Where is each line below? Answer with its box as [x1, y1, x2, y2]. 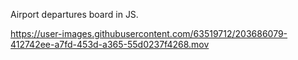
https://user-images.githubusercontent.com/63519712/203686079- [10, 28, 288, 39]
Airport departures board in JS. [10, 9, 139, 20]
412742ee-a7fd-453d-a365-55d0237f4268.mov [10, 39, 210, 50]
